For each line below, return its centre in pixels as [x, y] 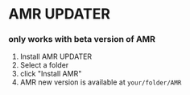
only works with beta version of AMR [82, 39]
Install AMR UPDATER [56, 56]
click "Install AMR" [51, 74]
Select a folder [44, 65]
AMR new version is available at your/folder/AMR [101, 82]
